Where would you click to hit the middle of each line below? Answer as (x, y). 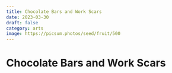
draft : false (22, 23)
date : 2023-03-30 (28, 17)
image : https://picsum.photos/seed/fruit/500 (63, 34)
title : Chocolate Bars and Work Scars (54, 12)
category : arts (25, 28)
